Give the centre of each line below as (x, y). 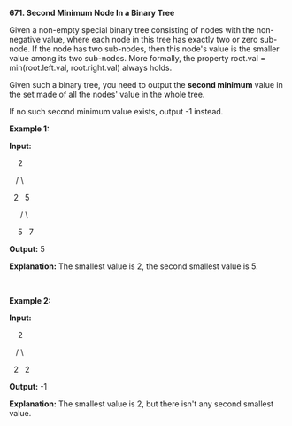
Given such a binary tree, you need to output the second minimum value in (146, 85)
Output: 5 (27, 249)
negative (25, 39)
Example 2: (30, 300)
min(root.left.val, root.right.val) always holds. (91, 67)
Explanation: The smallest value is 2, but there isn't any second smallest (142, 404)
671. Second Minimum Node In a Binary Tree (92, 13)
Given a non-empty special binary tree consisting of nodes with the (132, 30)
